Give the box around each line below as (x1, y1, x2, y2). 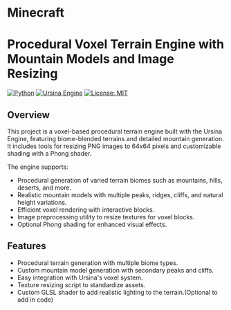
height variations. (17, 198, 67, 206)
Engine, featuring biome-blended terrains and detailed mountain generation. (7, 134, 225, 143)
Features (7, 240, 46, 252)
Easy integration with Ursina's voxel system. (17, 273, 143, 282)
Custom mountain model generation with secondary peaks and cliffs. (17, 266, 214, 274)
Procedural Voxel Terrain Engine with (7, 37, 225, 53)
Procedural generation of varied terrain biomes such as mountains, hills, (17, 176, 223, 184)
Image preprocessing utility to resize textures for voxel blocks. (17, 212, 195, 221)
